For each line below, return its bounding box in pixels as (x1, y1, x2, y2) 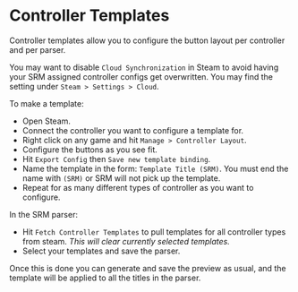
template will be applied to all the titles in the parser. (9, 272, 201, 283)
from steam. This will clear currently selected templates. (21, 236, 230, 246)
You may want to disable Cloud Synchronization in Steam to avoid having (9, 62, 279, 73)
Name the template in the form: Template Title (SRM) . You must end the (21, 163, 289, 174)
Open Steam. (21, 116, 72, 126)
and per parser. (9, 44, 66, 55)
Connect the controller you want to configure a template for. (21, 125, 244, 135)
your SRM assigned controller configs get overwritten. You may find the (9, 71, 273, 82)
